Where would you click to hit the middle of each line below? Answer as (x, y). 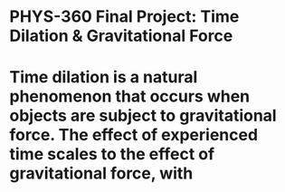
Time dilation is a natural (104, 77)
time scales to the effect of (112, 154)
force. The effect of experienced (134, 135)
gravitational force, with (101, 173)
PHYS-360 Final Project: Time (124, 17)
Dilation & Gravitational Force (121, 36)
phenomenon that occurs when (130, 96)
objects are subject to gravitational (143, 116)
